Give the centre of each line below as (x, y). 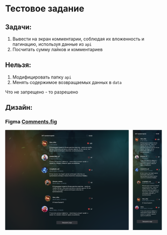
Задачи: (18, 27)
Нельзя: (18, 65)
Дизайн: (19, 108)
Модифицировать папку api (42, 77)
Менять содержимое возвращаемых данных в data (67, 82)
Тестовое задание (45, 9)
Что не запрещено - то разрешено (42, 92)
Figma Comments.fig (31, 122)
